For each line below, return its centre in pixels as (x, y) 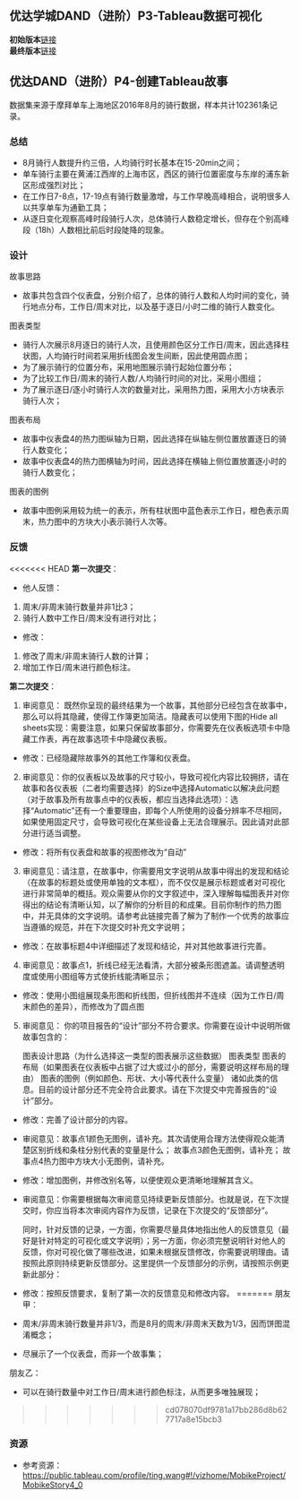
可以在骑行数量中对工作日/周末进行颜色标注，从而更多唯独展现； (141, 1391)
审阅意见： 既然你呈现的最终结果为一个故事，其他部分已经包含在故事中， (157, 705)
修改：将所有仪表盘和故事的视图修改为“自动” (104, 852)
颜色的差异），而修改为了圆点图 (87, 1006)
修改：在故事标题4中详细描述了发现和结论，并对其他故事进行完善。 (146, 946)
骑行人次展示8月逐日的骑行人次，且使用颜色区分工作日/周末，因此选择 (152, 345)
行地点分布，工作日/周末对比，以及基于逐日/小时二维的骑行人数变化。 (150, 306)
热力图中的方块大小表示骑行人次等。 (105, 521)
